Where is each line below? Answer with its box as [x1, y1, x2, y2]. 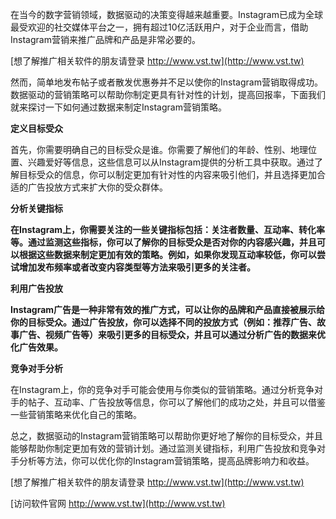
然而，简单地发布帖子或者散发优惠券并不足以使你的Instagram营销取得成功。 [10, 76, 323, 88]
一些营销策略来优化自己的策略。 [10, 409, 142, 420]
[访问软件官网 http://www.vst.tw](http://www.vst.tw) [10, 498, 226, 509]
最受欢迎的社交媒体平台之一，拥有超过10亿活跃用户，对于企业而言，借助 [10, 21, 309, 33]
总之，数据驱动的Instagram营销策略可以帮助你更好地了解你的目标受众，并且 [10, 430, 323, 442]
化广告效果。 [10, 341, 63, 353]
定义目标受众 [10, 123, 63, 134]
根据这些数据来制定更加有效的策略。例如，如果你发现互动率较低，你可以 [18, 249, 317, 260]
